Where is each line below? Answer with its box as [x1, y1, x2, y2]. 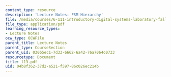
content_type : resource [5, 7, 56, 13]
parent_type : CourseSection [5, 45, 65, 50]
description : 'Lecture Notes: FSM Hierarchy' [5, 12, 103, 17]
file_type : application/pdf [5, 21, 65, 27]
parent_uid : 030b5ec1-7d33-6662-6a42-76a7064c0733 [5, 50, 115, 55]
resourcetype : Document [5, 54, 56, 60]
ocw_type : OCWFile [5, 36, 44, 41]
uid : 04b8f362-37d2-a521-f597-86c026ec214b [5, 64, 99, 69]
